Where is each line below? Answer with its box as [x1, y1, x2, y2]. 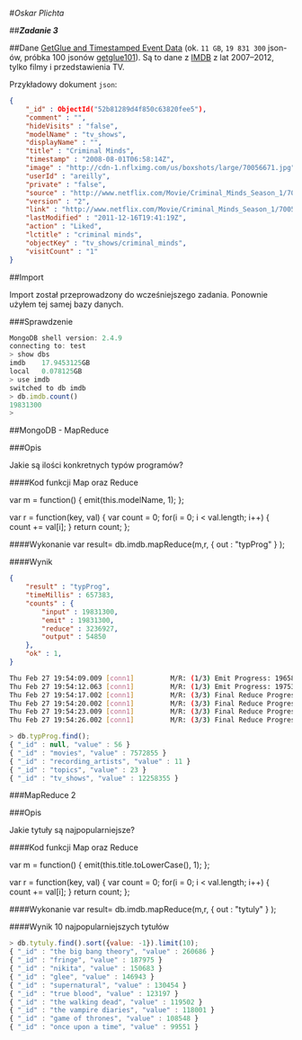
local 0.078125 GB [9, 367, 83, 376]
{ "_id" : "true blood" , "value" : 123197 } [9, 989, 179, 998]
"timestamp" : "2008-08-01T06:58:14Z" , [25, 155, 175, 165]
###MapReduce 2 [9, 790, 76, 801]
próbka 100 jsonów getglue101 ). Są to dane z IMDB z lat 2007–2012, [23, 52, 274, 62]
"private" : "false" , [25, 180, 106, 189]
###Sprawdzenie [9, 316, 74, 327]
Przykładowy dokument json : [9, 79, 118, 89]
